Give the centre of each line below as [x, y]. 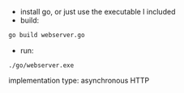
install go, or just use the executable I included [98, 12]
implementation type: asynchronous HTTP [79, 80]
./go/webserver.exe [41, 65]
